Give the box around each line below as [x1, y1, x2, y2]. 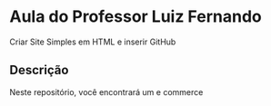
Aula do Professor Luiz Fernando [9, 6, 262, 27]
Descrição [9, 63, 69, 78]
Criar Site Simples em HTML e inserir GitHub [9, 36, 176, 47]
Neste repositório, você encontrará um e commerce [9, 86, 204, 97]
